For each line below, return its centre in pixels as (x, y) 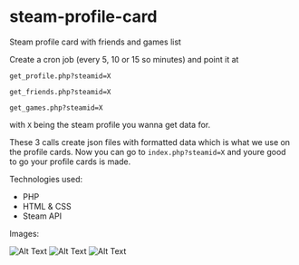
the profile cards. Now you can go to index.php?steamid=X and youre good (148, 152)
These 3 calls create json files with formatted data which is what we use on (150, 142)
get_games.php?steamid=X (56, 108)
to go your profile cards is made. (70, 162)
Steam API (42, 216)
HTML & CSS (47, 206)
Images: (24, 233)
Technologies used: (46, 179)
